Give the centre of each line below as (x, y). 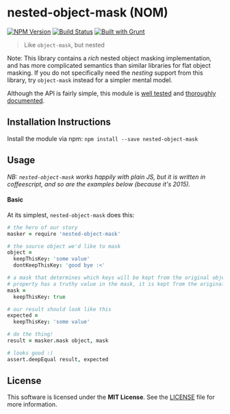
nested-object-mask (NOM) (88, 13)
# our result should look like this (59, 309)
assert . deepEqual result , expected (58, 359)
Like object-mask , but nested (64, 45)
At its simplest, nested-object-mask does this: (71, 215)
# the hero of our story (42, 228)
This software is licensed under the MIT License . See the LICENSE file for (111, 397)
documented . (26, 100)
